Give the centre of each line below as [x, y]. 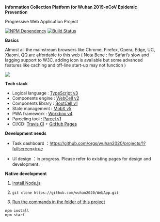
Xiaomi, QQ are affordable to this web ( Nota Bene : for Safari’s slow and [77, 55]
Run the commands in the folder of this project [58, 202]
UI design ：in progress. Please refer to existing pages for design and [81, 159]
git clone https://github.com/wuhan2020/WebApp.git [65, 193]
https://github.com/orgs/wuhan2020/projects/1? [98, 143]
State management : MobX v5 [42, 108]
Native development [26, 174]
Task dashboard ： [31, 143]
